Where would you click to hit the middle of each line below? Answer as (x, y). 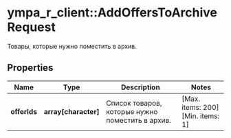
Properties (30, 68)
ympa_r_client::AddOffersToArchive (112, 13)
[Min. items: (201, 116)
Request (32, 27)
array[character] (71, 111)
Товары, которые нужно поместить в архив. (72, 46)
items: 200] (200, 107)
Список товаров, (134, 103)
